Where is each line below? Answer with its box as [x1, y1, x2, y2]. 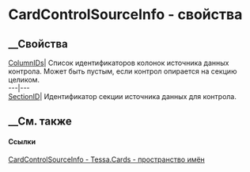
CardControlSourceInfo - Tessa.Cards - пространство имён [8, 155, 206, 164]
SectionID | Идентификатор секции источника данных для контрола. [8, 92, 237, 101]
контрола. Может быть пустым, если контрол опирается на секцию [8, 67, 237, 76]
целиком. [8, 75, 40, 84]
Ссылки [8, 136, 36, 146]
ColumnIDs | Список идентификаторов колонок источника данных [8, 58, 229, 67]
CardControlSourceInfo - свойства [8, 6, 243, 24]
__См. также [8, 115, 73, 128]
